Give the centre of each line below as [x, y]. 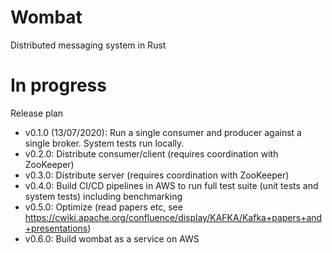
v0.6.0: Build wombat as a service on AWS [112, 238]
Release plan [37, 113]
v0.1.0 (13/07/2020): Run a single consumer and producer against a [163, 132]
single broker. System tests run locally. [104, 143]
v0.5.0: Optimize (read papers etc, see [103, 207]
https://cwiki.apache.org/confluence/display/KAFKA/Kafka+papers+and [173, 217]
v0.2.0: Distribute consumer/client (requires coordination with [151, 153]
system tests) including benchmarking [103, 196]
